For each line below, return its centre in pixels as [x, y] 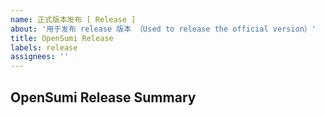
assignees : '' [40, 57]
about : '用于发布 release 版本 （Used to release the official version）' [163, 29]
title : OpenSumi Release [62, 38]
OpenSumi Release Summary [103, 97]
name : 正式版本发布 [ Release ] [73, 19]
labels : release [44, 47]
